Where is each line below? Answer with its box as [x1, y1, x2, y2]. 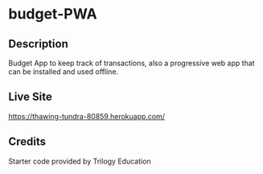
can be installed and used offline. [8, 67, 119, 77]
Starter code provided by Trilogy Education [8, 156, 151, 166]
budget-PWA [8, 5, 98, 23]
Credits [8, 135, 47, 149]
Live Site [8, 90, 52, 104]
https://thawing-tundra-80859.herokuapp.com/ [8, 111, 166, 121]
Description [8, 37, 68, 51]
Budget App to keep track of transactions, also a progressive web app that [8, 58, 255, 68]
